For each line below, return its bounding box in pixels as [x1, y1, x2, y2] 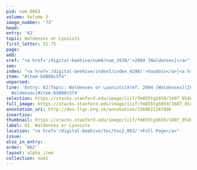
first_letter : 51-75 [6, 41, 57, 47]
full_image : [6, 100, 35, 107]
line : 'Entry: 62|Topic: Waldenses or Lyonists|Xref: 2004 [6, 85, 154, 91]
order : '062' [6, 144, 38, 150]
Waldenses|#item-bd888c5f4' [11, 90, 80, 96]
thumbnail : [6, 117, 33, 123]
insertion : [6, 112, 33, 117]
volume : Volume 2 [6, 14, 49, 20]
